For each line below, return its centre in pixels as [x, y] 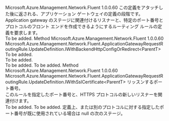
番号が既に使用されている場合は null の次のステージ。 [70, 113]
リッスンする [140, 82]
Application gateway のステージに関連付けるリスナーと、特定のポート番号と [84, 20]
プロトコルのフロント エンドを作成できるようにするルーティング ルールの [81, 26]
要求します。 [27, 33]
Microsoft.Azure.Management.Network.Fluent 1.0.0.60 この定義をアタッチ [82, 8]
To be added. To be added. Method [42, 65]
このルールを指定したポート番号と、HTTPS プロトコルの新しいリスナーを [81, 95]
